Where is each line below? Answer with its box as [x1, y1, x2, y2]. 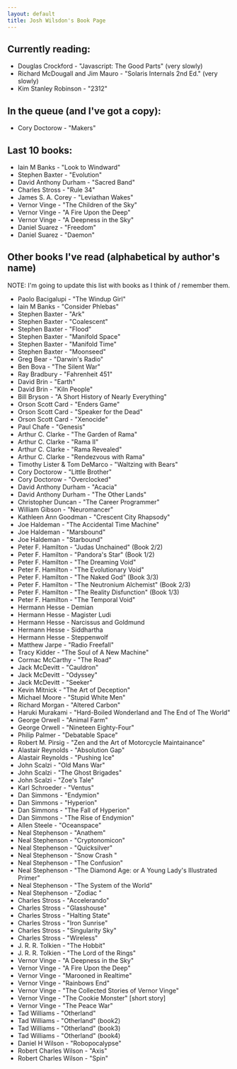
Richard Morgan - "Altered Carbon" [17, 700, 121, 709]
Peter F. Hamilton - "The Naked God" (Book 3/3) [17, 572, 159, 581]
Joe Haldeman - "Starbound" [17, 535, 103, 543]
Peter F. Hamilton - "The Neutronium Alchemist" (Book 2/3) [17, 580, 191, 589]
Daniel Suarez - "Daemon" [17, 231, 96, 239]
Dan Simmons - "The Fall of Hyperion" [17, 806, 130, 814]
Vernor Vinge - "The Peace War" [17, 1001, 113, 1010]
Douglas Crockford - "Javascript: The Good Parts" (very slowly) [17, 62, 203, 71]
